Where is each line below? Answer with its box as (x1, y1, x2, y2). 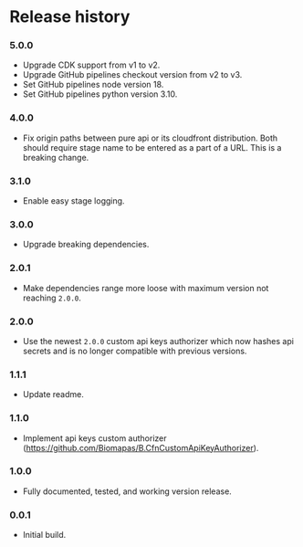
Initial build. (22, 530, 67, 541)
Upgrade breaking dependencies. (22, 239, 150, 250)
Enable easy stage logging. (22, 195, 125, 206)
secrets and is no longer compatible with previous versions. (22, 345, 247, 356)
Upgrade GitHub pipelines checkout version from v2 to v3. (22, 69, 243, 80)
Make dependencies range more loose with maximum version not (22, 282, 269, 293)
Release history (9, 6, 131, 27)
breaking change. (22, 152, 89, 163)
